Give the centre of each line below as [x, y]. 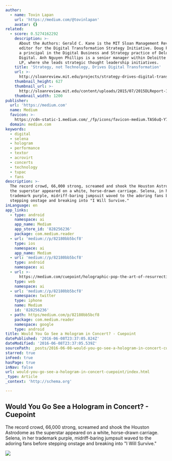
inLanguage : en [21, 205]
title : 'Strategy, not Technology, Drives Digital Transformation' [88, 67]
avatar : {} [26, 24]
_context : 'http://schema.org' [39, 382]
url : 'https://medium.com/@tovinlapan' [57, 19]
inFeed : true [19, 358]
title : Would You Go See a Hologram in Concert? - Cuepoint [71, 334]
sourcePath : [18, 348]
